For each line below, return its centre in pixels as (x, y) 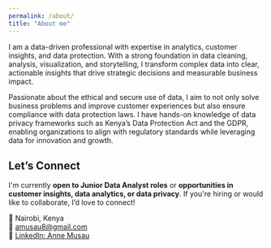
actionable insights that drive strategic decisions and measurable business (133, 72)
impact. (21, 81)
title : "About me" (39, 24)
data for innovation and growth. (61, 140)
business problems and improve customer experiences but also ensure (127, 106)
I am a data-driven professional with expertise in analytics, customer (123, 46)
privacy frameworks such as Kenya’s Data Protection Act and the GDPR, (129, 123)
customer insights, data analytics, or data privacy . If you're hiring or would (136, 194)
